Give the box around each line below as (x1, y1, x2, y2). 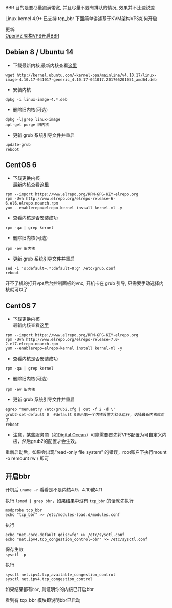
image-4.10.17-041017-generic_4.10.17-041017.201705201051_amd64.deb (5, 77, 157, 82)
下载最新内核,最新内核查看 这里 (12, 62, 77, 68)
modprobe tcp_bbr (5, 508, 42, 513)
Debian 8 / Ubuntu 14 (5, 48, 74, 57)
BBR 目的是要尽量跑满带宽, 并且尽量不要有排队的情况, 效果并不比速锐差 (5, 5, 155, 10)
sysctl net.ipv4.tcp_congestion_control (5, 577, 93, 582)
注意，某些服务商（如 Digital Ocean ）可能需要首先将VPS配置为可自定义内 (12, 432, 167, 438)
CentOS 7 (5, 302, 36, 310)
